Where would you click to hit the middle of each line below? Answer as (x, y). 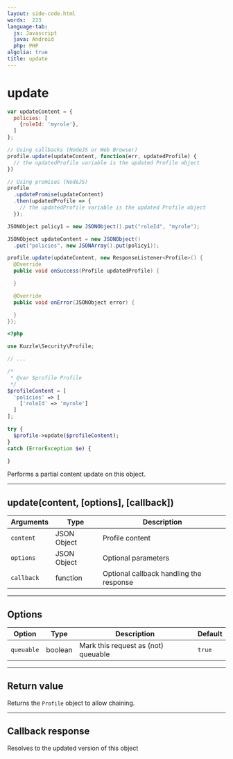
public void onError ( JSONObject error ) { (74, 302)
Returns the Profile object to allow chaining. (71, 703)
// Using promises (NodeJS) (48, 182)
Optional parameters (136, 558)
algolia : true (28, 53)
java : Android (34, 40)
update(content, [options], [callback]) (91, 503)
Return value (35, 686)
